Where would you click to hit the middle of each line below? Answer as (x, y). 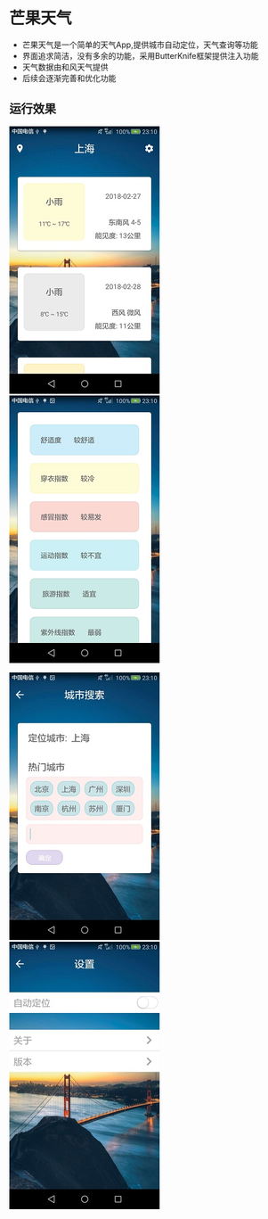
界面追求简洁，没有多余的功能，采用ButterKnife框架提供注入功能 (140, 55)
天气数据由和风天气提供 (65, 67)
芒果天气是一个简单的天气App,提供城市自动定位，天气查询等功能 (140, 45)
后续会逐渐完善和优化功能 (69, 78)
